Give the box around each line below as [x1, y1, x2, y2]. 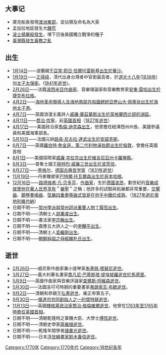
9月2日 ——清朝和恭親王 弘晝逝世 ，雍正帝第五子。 [12, 290, 114, 296]
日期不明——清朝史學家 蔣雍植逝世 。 [12, 321, 87, 327]
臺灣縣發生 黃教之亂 [12, 37, 52, 43]
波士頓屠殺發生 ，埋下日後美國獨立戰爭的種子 [12, 31, 104, 37]
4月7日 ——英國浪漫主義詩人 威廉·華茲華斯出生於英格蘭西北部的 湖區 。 [12, 111, 154, 117]
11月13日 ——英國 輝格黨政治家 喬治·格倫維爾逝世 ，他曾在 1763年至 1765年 [12, 303, 158, 309]
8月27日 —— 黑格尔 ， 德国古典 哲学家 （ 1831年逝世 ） [12, 167, 116, 173]
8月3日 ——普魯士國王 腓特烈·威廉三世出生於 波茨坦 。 [12, 161, 119, 167]
